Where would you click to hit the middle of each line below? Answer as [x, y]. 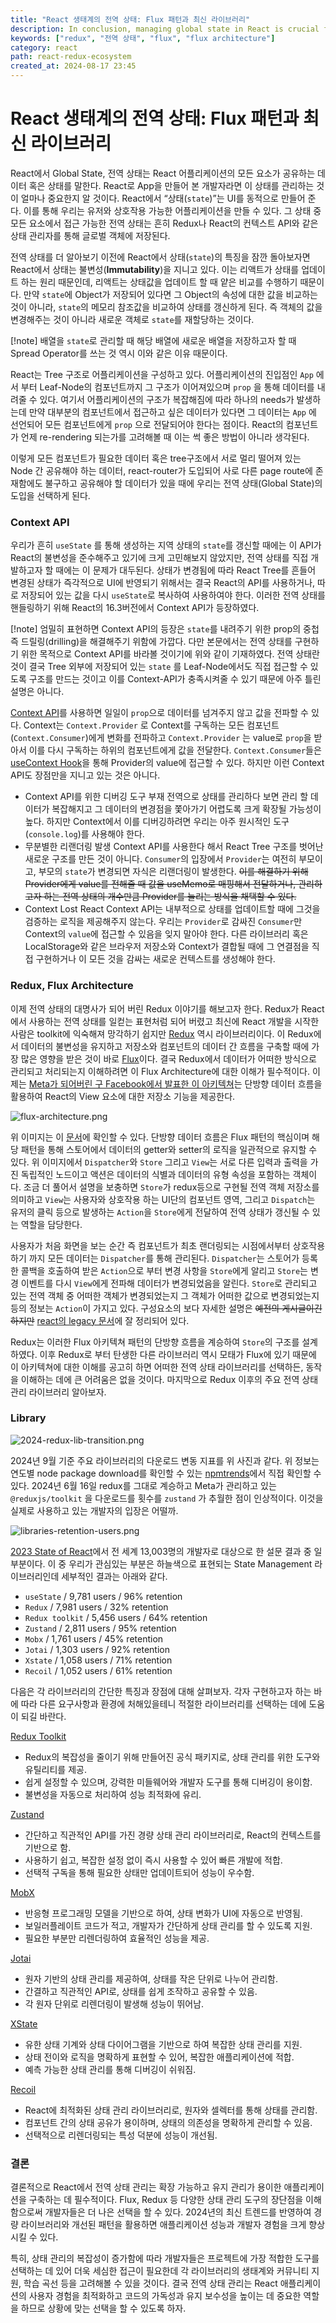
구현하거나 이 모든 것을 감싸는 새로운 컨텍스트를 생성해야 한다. [155, 959]
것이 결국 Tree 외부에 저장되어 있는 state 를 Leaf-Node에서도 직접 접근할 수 [159, 667]
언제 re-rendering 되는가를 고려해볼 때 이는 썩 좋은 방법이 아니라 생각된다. [165, 437]
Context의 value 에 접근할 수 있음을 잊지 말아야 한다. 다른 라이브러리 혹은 [166, 934]
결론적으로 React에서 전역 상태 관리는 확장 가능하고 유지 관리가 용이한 [146, 2187]
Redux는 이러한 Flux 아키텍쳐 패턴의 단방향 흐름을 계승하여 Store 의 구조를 [155, 1342]
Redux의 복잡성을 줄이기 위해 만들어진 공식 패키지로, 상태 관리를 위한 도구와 [172, 1757]
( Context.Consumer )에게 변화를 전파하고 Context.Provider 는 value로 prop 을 [161, 738]
